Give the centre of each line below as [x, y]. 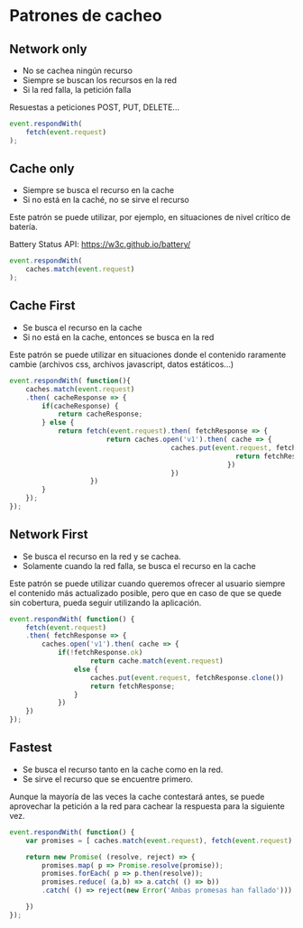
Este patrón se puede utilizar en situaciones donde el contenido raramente [148, 354]
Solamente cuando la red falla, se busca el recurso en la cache [139, 565]
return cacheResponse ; [100, 414]
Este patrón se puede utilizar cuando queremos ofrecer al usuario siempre [147, 583]
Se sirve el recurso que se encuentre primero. [108, 779]
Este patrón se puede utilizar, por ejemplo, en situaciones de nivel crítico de [150, 217]
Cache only [42, 169]
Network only [48, 49]
